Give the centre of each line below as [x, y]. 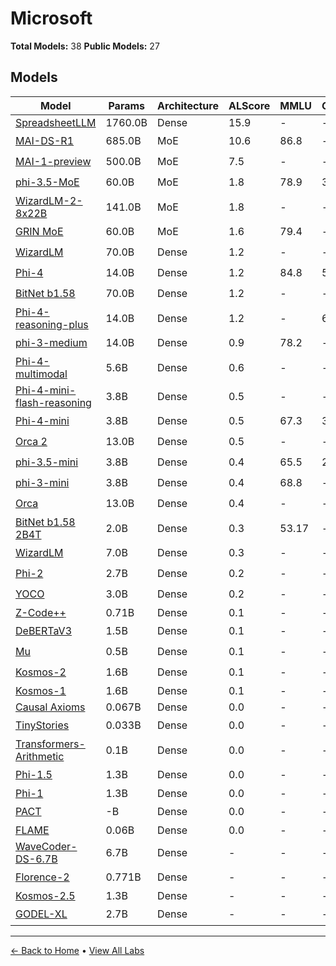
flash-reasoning [53, 402]
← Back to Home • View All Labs [77, 950]
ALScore [249, 105]
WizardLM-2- [49, 200]
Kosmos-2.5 [45, 895]
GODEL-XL [41, 914]
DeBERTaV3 [43, 631]
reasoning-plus [52, 324]
